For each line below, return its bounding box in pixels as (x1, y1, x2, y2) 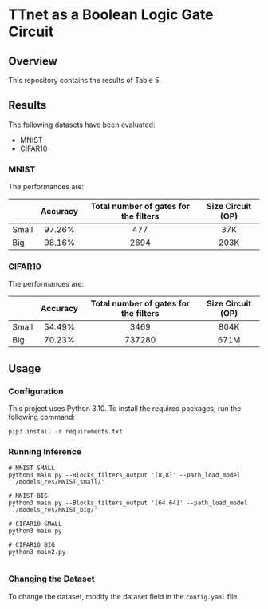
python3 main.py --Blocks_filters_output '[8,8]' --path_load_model (8, 471, 241, 480)
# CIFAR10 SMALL (8, 520, 62, 528)
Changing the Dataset (8, 573, 95, 584)
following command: (8, 413, 76, 422)
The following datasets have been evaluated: (8, 120, 156, 129)
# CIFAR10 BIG (8, 541, 56, 549)
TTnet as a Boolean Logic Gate (8, 6, 214, 24)
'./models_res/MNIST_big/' (8, 506, 98, 514)
